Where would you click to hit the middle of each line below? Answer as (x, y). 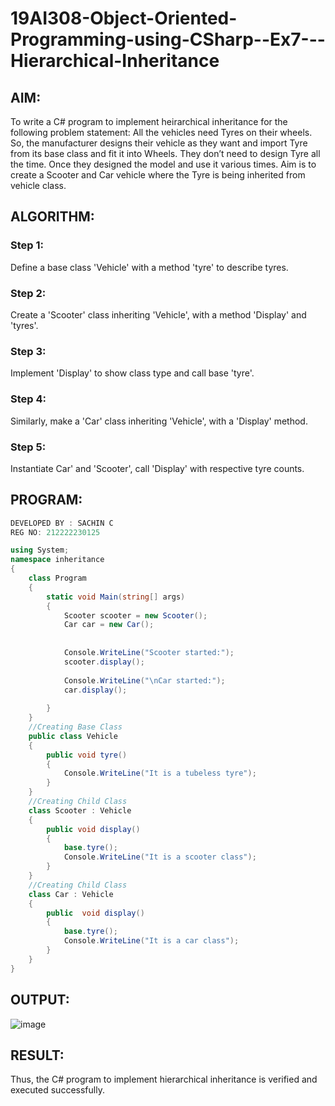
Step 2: (28, 293)
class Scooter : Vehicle (80, 810)
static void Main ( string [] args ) (116, 597)
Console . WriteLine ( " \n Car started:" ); (144, 680)
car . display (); (95, 690)
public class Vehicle (73, 736)
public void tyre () (87, 755)
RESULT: (37, 1055)
